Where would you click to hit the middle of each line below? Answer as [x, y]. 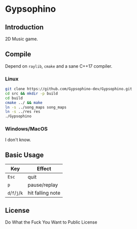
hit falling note [44, 193]
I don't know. [18, 140]
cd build [14, 98]
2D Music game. [22, 39]
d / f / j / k [15, 193]
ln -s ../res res [23, 112]
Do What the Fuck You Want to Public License [51, 222]
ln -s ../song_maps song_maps [36, 107]
